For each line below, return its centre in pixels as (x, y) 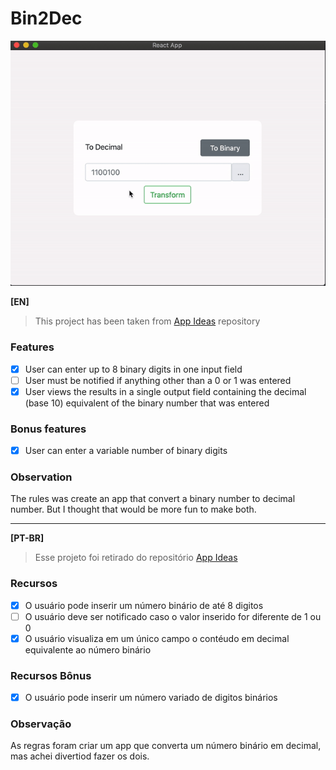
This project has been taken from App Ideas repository (147, 321)
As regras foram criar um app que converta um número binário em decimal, (166, 746)
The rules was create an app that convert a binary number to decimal (153, 499)
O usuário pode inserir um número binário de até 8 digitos (144, 605)
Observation (41, 477)
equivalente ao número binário (88, 649)
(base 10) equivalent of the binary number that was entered (147, 403)
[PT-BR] (27, 538)
